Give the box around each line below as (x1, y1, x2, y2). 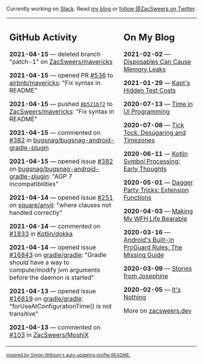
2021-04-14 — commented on (9, 222, 101, 230)
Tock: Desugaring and (123, 128, 186, 136)
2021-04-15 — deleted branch (9, 49, 101, 58)
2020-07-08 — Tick (123, 121, 184, 129)
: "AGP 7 (48, 172, 72, 180)
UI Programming (123, 107, 170, 115)
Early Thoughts (123, 164, 167, 173)
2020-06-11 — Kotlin (123, 149, 188, 158)
